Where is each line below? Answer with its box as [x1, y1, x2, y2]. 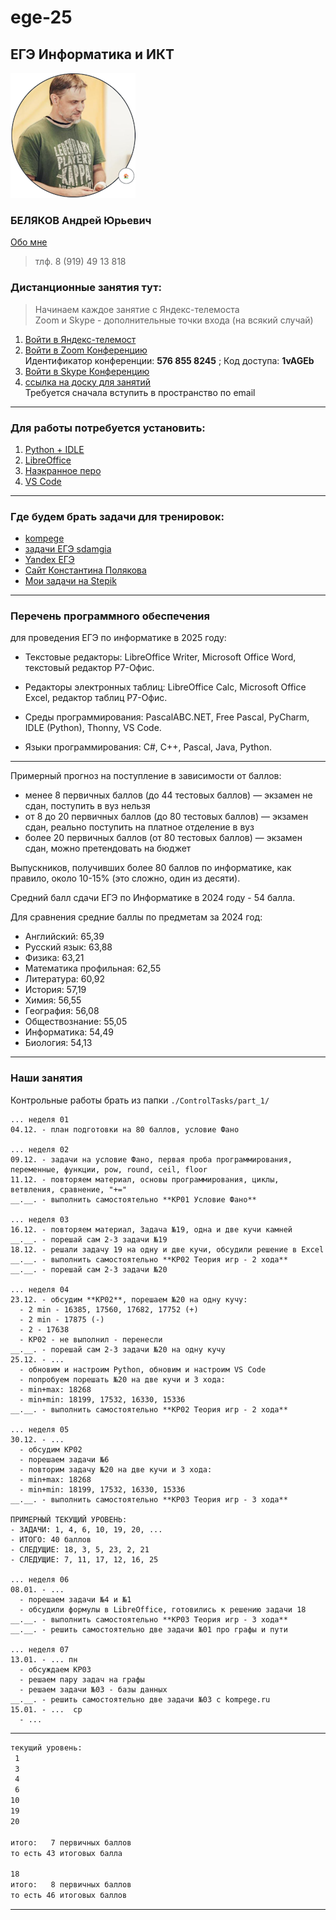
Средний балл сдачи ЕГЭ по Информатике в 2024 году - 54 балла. [10, 892, 296, 904]
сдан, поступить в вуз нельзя [24, 800, 151, 812]
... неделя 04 [10, 1284, 70, 1295]
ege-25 [10, 6, 73, 29]
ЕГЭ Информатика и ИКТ [10, 46, 175, 63]
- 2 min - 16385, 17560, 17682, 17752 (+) [19, 1304, 199, 1315]
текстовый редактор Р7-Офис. [24, 662, 155, 674]
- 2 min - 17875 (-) [19, 1314, 105, 1325]
